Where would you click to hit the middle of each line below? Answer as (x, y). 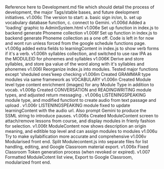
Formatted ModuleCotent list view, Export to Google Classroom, (69, 157)
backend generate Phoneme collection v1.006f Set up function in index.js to (81, 33)
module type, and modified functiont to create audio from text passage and (81, 100)
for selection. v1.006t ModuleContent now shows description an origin (76, 126)
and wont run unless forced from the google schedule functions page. (75, 43)
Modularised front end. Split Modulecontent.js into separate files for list (77, 141)
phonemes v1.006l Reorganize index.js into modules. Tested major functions (82, 69)
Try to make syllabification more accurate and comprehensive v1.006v (76, 136)
